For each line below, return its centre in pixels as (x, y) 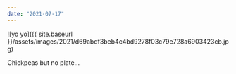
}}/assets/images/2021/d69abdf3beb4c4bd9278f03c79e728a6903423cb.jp (118, 41)
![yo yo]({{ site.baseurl (40, 34)
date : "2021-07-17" (36, 14)
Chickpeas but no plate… (44, 62)
